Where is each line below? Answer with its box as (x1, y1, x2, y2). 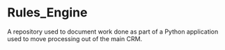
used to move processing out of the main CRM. (7, 34, 143, 42)
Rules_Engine (7, 5, 88, 21)
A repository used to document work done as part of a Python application (7, 27, 219, 36)
